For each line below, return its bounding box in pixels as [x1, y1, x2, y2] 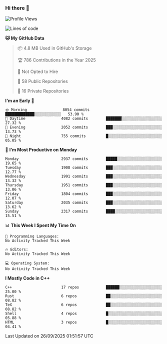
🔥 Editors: [5, 247, 28, 252]
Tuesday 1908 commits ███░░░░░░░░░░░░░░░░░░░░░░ [5, 165, 162, 170]
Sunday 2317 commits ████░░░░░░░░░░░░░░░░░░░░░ [5, 209, 162, 214]
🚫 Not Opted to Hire [17, 68, 58, 74]
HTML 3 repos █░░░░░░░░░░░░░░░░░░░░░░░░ [5, 320, 162, 325]
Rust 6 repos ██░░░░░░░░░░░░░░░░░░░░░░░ [5, 293, 162, 299]
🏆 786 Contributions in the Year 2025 [17, 57, 96, 63]
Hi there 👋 [5, 4, 30, 11]
